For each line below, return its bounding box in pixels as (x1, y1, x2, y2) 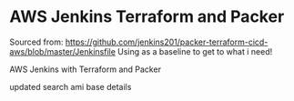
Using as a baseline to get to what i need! (117, 45, 273, 56)
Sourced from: (9, 36, 64, 47)
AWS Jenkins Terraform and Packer (9, 6, 285, 27)
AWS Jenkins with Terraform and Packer (9, 64, 162, 75)
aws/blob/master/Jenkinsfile (9, 45, 117, 56)
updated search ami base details (9, 81, 132, 92)
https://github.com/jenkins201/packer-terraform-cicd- (65, 36, 269, 47)
